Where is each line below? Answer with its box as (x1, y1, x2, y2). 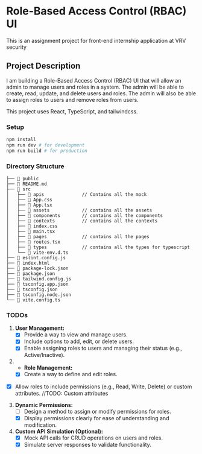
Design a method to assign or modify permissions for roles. (24, 408, 172, 415)
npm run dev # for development (6, 142, 85, 148)
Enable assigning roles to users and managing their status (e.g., (24, 345, 182, 352)
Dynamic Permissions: (14, 401, 74, 408)
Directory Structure (6, 162, 65, 170)
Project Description (6, 61, 81, 71)
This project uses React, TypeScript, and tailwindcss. (6, 107, 138, 115)
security (6, 43, 27, 51)
